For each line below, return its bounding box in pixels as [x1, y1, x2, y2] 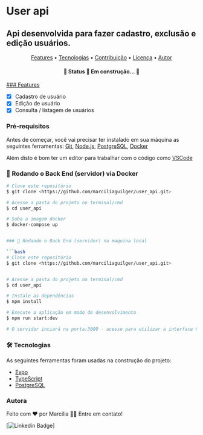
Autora [6, 397, 27, 405]
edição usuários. [6, 38, 71, 48]
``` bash [6, 249, 26, 255]
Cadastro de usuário [14, 93, 66, 101]
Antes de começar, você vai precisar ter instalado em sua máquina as [6, 136, 179, 143]
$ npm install [6, 299, 42, 305]
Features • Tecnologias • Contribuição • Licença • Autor [31, 54, 172, 61]
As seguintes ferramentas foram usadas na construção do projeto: [6, 357, 172, 364]
